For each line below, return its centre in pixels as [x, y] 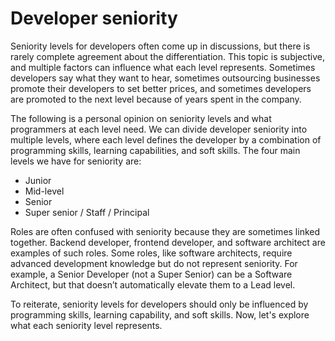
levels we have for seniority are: [76, 161]
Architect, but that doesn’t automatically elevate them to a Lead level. [153, 284]
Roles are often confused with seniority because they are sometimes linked [165, 231]
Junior [38, 180]
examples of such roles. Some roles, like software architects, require [151, 253]
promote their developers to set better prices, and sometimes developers [161, 88]
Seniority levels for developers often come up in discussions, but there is [160, 46]
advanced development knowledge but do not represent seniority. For [154, 263]
